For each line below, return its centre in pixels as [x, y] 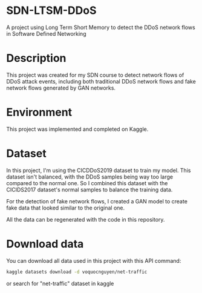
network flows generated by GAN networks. [61, 88]
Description [36, 58]
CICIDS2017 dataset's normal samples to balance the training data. [90, 189]
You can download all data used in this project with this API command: [94, 260]
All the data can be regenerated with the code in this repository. [86, 219]
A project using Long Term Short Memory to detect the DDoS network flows [101, 27]
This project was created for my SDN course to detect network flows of [95, 75]
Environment [39, 112]
